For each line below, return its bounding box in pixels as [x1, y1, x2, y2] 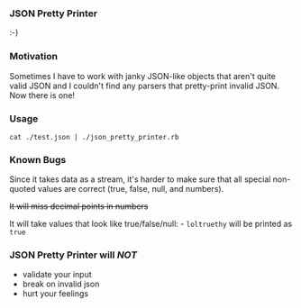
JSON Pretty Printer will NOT [9, 249, 138, 261]
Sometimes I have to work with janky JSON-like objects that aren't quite [9, 70, 277, 81]
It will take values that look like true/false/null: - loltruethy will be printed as [9, 219, 293, 230]
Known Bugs [9, 153, 67, 166]
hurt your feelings [22, 288, 88, 299]
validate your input [22, 269, 92, 280]
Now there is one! [9, 89, 75, 101]
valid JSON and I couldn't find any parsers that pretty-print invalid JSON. [9, 80, 280, 91]
